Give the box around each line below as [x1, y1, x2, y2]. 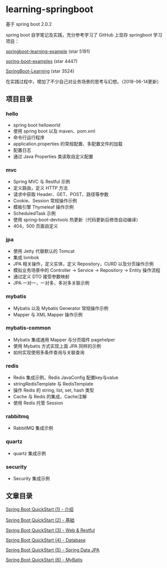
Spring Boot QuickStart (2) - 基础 [6, 517, 75, 523]
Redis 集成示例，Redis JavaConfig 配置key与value [13, 374, 119, 381]
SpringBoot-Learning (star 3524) [6, 68, 75, 74]
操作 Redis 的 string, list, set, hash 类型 [13, 387, 94, 393]
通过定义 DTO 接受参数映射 [13, 273, 70, 280]
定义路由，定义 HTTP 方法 [13, 184, 68, 191]
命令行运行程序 [13, 134, 45, 140]
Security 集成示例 [13, 476, 50, 481]
